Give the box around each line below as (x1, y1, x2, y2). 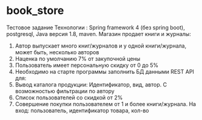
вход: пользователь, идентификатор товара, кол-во (15, 107, 149, 114)
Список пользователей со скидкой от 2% (15, 94, 123, 101)
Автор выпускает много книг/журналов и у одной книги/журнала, (15, 42, 187, 49)
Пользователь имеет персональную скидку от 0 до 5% (15, 62, 159, 69)
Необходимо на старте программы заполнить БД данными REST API (15, 68, 194, 75)
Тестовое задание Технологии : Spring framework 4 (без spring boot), (6, 24, 185, 31)
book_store (6, 4, 64, 18)
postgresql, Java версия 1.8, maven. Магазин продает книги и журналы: (6, 30, 191, 37)
